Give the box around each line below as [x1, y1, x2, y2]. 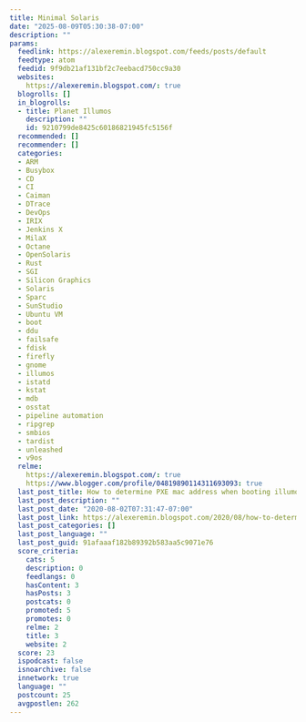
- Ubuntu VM [17, 310, 64, 319]
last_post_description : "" [17, 495, 120, 505]
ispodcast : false [17, 656, 84, 666]
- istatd [17, 377, 51, 387]
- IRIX [17, 216, 43, 226]
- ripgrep [17, 420, 55, 429]
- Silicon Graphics [17, 276, 92, 285]
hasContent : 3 [25, 580, 79, 590]
